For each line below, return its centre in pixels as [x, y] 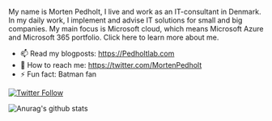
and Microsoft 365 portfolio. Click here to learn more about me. [114, 37]
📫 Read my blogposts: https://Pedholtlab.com [97, 53]
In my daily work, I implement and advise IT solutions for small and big [125, 20]
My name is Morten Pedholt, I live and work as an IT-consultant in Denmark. [135, 12]
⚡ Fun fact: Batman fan [58, 74]
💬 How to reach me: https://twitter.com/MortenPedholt [111, 65]
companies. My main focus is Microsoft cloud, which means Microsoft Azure [136, 29]
